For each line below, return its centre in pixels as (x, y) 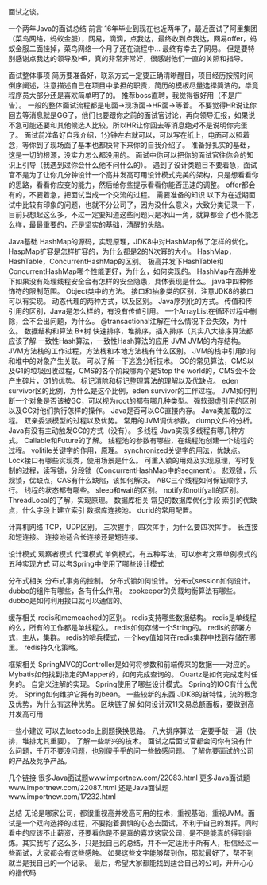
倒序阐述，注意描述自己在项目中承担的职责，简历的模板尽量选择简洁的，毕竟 (133, 85)
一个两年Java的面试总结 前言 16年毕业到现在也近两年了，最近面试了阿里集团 (133, 29)
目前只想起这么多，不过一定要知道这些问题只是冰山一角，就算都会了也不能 (130, 214)
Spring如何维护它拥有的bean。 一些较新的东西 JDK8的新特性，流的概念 (141, 694)
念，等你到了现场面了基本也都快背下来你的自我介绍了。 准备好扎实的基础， (131, 145)
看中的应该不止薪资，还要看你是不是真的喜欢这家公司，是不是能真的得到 (126, 833)
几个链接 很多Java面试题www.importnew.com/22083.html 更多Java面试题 (129, 778)
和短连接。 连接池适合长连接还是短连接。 (75, 537)
